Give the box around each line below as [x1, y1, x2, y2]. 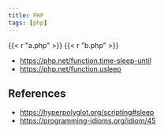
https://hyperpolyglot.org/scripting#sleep [19, 108, 155, 117]
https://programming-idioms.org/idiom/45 [19, 116, 156, 126]
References [8, 87, 66, 100]
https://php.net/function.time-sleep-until [19, 56, 152, 65]
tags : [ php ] [8, 19, 47, 27]
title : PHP [8, 11, 44, 20]
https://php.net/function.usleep [19, 64, 122, 73]
